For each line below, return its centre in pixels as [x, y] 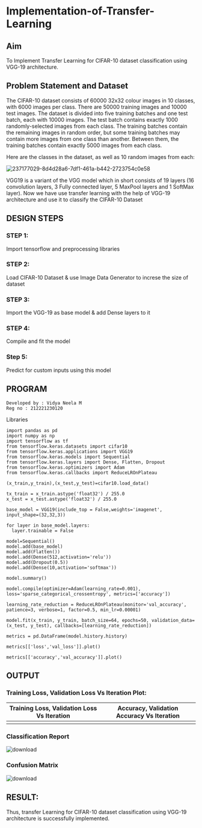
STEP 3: [18, 300]
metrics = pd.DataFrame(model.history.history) [67, 636]
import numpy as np [31, 436]
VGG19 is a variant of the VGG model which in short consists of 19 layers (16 [100, 180]
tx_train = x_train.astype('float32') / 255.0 [66, 494]
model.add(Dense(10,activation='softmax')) [62, 568]
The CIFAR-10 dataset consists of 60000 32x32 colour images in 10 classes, [101, 100]
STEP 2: [18, 265]
